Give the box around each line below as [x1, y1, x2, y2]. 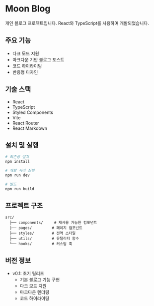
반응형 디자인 [12, 69, 38, 75]
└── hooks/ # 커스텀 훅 [9, 242, 73, 247]
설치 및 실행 [5, 141, 39, 149]
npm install [5, 159, 30, 164]
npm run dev [5, 173, 30, 178]
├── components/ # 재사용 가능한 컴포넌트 [9, 220, 97, 225]
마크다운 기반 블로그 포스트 [12, 56, 65, 62]
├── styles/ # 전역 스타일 [9, 231, 76, 236]
